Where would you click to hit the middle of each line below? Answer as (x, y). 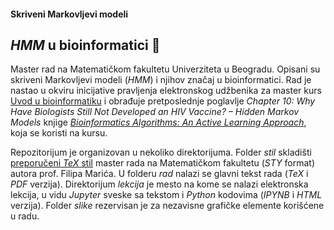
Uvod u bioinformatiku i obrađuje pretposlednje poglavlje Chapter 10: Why (163, 101)
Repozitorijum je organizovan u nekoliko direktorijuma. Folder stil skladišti (161, 152)
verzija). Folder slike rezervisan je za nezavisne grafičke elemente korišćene (167, 206)
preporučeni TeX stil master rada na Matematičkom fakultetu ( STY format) (162, 163)
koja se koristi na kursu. (59, 133)
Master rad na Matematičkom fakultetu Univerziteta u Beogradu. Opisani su (165, 69)
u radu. (25, 216)
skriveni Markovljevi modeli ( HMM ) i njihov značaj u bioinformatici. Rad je (161, 80)
